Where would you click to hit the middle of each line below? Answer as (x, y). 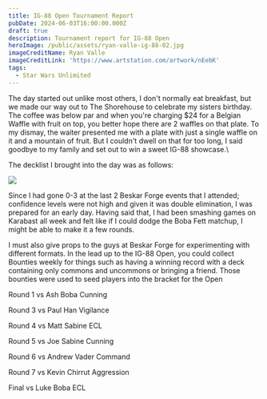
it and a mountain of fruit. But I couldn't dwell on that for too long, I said (126, 140)
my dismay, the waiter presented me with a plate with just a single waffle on (133, 132)
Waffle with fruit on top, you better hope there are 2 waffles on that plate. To (134, 123)
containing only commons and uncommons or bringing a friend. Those (125, 270)
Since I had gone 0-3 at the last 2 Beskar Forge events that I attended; (124, 195)
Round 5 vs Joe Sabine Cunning (61, 341)
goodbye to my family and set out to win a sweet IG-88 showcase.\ (119, 149)
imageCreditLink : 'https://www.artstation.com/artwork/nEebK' (114, 61)
